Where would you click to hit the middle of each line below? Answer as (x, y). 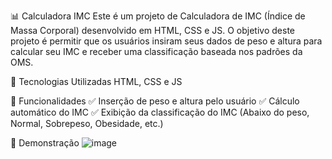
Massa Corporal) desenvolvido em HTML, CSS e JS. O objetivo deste (152, 30)
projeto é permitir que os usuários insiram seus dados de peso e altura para (166, 41)
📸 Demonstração (45, 143)
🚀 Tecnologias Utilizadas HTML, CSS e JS (96, 81)
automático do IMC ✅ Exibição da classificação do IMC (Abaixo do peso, (160, 112)
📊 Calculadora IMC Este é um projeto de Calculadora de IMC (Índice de (158, 16)
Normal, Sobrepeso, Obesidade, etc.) (87, 123)
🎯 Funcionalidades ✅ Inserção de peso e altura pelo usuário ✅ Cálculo (155, 101)
